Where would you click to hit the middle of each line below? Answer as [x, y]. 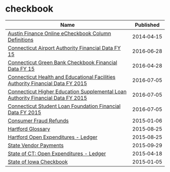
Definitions [21, 39]
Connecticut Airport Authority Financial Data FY [64, 48]
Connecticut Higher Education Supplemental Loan [67, 92]
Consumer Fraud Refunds [38, 120]
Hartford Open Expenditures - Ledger [53, 137]
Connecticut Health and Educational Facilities [62, 77]
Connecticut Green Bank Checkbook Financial [62, 62]
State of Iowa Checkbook [38, 161]
